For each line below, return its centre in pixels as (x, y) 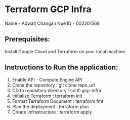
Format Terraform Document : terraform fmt (58, 101)
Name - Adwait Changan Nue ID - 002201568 (52, 23)
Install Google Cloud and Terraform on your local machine (65, 51)
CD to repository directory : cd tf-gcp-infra (57, 90)
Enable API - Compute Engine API (47, 79)
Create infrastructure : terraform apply (52, 112)
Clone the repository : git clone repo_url (53, 85)
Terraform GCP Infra (48, 9)
